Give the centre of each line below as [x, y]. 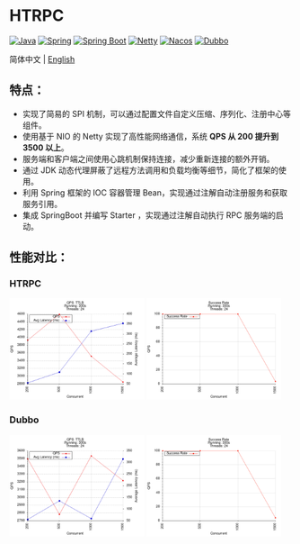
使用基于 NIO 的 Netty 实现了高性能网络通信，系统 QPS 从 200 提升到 [150, 136]
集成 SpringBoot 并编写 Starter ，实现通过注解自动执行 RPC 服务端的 [149, 215]
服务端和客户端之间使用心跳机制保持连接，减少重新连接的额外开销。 [148, 159]
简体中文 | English [42, 59]
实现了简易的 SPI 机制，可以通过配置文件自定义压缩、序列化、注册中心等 [157, 113]
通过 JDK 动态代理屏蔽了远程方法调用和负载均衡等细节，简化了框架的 [150, 170]
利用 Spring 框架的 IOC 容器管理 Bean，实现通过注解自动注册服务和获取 [154, 192]
